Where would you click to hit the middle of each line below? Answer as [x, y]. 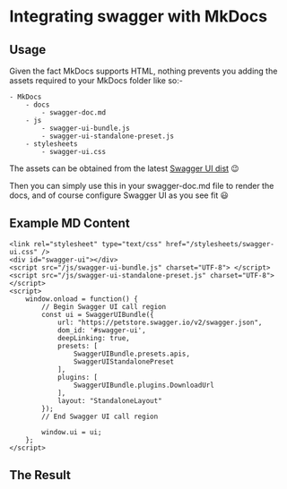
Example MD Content [70, 223]
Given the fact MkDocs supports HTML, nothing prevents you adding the [143, 71]
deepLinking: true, [93, 338]
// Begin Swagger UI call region [104, 306]
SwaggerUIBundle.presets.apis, [132, 354]
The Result [40, 475]
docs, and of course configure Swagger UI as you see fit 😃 [119, 195]
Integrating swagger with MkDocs [138, 17]
